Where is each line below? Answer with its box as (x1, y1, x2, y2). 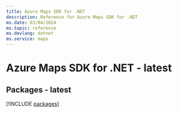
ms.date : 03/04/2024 (6, 19, 57, 25)
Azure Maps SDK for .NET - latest (6, 61, 172, 75)
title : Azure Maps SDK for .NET (6, 8, 85, 15)
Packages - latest (6, 85, 72, 95)
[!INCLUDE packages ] (6, 101, 59, 107)
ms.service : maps (6, 36, 49, 42)
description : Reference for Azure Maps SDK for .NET (6, 14, 138, 20)
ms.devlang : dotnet (6, 31, 54, 36)
